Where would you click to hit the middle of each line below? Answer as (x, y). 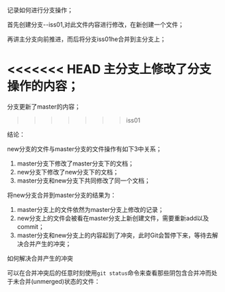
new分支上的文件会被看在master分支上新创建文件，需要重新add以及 (113, 218)
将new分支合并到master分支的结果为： (62, 195)
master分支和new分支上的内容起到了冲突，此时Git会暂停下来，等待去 (115, 235)
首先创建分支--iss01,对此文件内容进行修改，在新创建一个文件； (96, 25)
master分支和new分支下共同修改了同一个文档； (83, 181)
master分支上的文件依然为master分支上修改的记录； (90, 209)
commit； (30, 226)
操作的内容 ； (43, 87)
